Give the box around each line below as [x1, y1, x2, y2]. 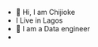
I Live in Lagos [15, 16, 63, 25]
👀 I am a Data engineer [15, 24, 91, 33]
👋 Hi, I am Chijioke [15, 8, 76, 16]
